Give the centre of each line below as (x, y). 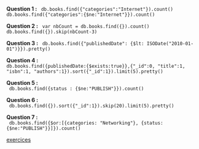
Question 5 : (22, 83)
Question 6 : (22, 100)
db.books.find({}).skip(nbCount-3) (52, 32)
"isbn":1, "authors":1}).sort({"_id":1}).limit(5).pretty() (85, 71)
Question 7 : (22, 117)
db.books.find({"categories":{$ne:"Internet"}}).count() (81, 15)
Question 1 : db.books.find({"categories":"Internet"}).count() (90, 9)
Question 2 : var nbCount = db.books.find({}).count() (78, 26)
